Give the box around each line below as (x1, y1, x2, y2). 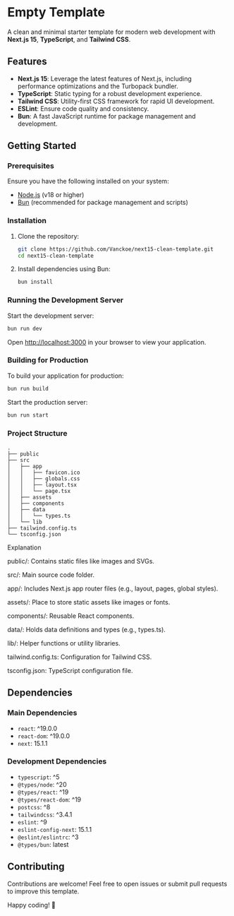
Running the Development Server (7, 295, 124, 305)
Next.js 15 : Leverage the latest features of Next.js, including (17, 74, 192, 83)
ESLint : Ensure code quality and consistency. (17, 104, 149, 113)
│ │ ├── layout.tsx (7, 481, 78, 488)
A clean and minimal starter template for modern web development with (7, 28, 216, 36)
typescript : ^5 (17, 773, 60, 781)
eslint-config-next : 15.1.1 (17, 825, 92, 833)
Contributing (7, 861, 65, 873)
